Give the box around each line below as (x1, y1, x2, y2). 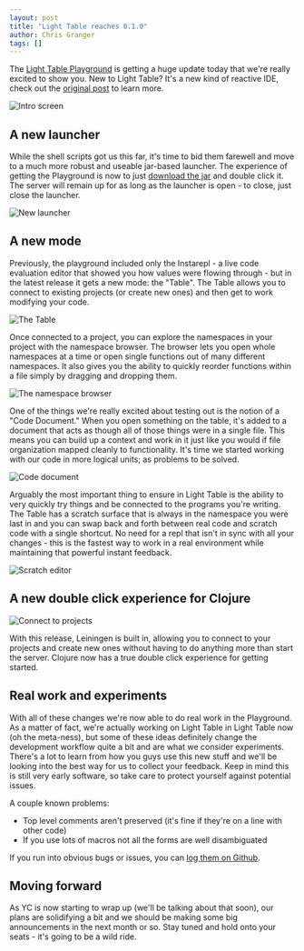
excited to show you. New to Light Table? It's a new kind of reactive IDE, (9, 74, 279, 85)
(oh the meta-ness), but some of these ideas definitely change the (9, 731, 258, 742)
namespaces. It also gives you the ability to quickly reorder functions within (9, 360, 292, 371)
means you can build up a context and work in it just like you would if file (9, 434, 281, 445)
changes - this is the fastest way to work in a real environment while (9, 537, 265, 548)
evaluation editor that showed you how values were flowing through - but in (9, 267, 292, 278)
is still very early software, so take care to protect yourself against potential (9, 770, 291, 781)
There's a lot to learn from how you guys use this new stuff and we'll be (9, 751, 278, 762)
